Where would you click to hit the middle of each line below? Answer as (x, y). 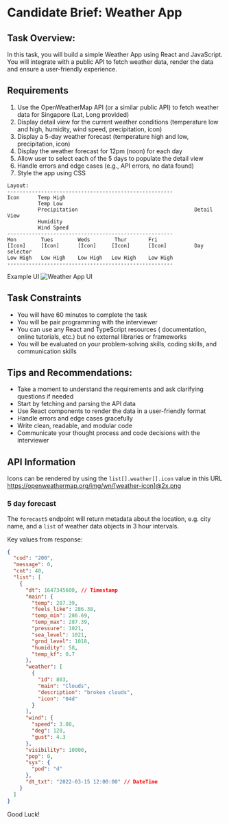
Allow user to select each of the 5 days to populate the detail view (110, 158)
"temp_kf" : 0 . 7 (53, 654)
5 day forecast (32, 504)
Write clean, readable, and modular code (74, 426)
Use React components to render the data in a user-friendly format (111, 411)
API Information (41, 462)
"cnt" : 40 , (29, 571)
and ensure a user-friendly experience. (62, 69)
